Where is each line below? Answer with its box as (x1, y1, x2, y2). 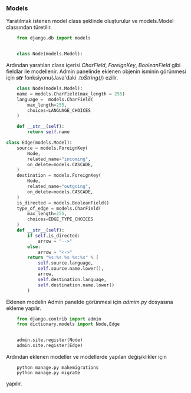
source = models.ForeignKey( (17, 145, 88, 151)
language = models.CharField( (17, 96, 94, 103)
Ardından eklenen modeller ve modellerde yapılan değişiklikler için (6, 354, 167, 361)
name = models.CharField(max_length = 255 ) (17, 91, 126, 97)
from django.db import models (17, 35, 91, 41)
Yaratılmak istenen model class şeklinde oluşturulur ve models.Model (6, 18, 174, 25)
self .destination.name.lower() (37, 282, 115, 288)
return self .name (27, 129, 70, 135)
